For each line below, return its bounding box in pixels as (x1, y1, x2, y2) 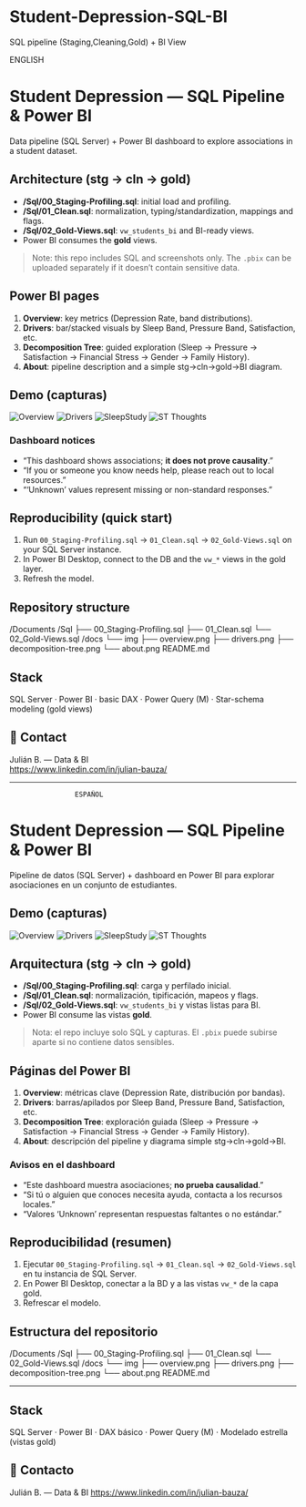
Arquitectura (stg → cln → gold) (9, 957, 192, 971)
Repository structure (9, 600, 130, 615)
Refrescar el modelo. (22, 1297, 102, 1308)
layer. (22, 563, 44, 575)
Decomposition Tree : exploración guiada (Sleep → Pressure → (22, 1116, 260, 1127)
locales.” (22, 1198, 56, 1209)
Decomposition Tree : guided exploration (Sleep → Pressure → (22, 342, 258, 353)
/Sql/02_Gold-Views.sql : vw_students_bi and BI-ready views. (22, 225, 255, 236)
